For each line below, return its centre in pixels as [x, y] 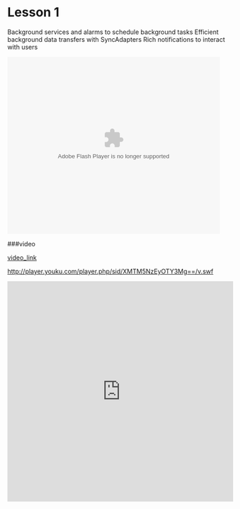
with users [23, 47]
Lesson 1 [34, 12]
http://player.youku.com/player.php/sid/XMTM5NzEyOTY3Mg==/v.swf [110, 271]
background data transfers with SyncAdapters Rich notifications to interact [116, 39]
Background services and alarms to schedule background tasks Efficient [113, 32]
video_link [22, 257]
